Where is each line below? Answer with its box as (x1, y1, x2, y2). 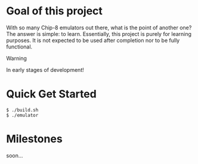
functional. (6, 43, 33, 50)
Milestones (6, 132, 63, 146)
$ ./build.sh (6, 107, 39, 113)
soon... (6, 151, 23, 159)
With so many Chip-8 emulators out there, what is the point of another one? (6, 24, 192, 31)
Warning (6, 54, 27, 62)
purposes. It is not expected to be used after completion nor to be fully (6, 37, 180, 44)
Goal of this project (6, 4, 103, 18)
